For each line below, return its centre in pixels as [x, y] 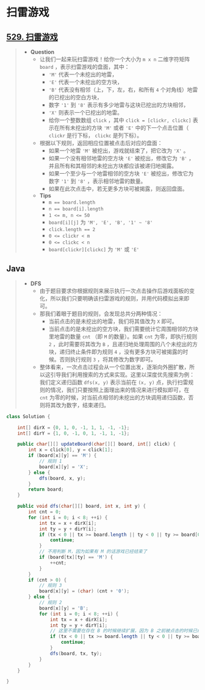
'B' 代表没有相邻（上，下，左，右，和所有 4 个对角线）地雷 [123, 90]
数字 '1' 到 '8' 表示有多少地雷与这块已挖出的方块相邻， [119, 105]
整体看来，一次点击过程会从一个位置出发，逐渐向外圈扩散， [114, 367]
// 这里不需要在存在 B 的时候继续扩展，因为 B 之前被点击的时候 [121, 631]
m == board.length [72, 202]
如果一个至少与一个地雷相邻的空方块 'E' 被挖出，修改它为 [121, 173]
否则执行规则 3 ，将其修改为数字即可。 [108, 359]
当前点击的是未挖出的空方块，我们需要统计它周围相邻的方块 [124, 329]
